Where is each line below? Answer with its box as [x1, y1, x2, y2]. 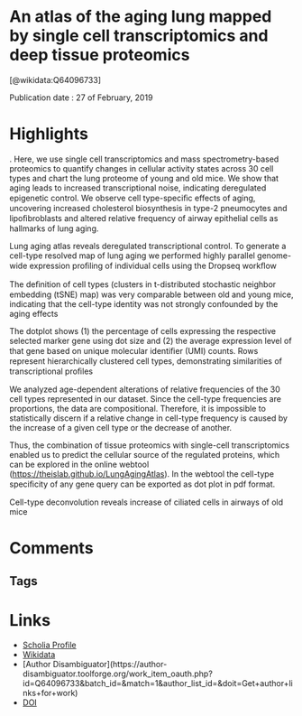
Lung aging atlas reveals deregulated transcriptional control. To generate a [9, 240, 287, 251]
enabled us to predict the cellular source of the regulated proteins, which [9, 449, 280, 460]
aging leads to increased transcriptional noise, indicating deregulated [9, 182, 267, 193]
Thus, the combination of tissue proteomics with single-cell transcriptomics [9, 440, 290, 451]
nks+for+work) [22, 688, 78, 699]
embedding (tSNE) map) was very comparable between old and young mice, [9, 289, 294, 300]
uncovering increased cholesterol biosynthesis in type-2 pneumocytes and [9, 202, 288, 213]
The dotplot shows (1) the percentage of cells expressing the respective [9, 325, 277, 336]
